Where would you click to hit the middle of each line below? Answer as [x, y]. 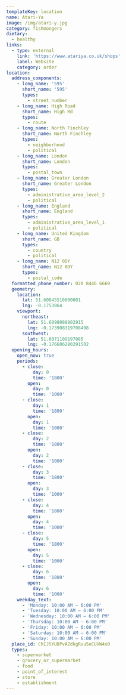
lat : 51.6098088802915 [56, 322]
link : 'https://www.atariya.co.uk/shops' [69, 56]
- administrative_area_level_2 [66, 194]
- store [26, 677]
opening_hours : [30, 350]
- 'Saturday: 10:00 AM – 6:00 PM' [65, 633]
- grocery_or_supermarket [49, 661]
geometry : [23, 289]
